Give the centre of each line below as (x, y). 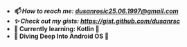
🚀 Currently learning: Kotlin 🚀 (56, 29)
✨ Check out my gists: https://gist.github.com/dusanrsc (97, 21)
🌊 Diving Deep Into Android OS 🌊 (61, 36)
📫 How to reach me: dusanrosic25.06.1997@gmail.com (96, 11)
